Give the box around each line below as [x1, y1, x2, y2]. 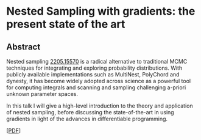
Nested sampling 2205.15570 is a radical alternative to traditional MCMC [6, 58, 188, 65]
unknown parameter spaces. [6, 90, 78, 97]
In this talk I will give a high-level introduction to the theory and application [6, 102, 193, 109]
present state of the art [6, 17, 125, 31]
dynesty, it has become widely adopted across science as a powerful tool [6, 78, 191, 84]
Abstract [6, 42, 41, 52]
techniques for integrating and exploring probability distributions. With [6, 64, 183, 72]
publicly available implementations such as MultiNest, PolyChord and [6, 71, 180, 78]
